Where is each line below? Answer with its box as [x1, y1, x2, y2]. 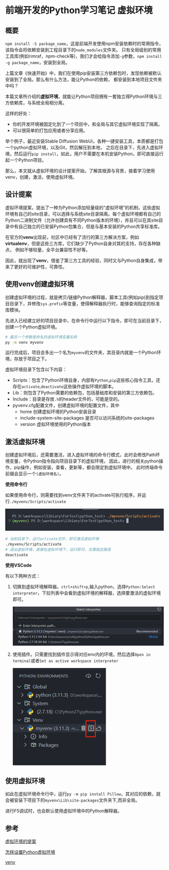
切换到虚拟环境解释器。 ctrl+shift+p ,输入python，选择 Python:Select [12, 583, 155, 589]
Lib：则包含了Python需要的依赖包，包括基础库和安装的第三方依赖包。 [12, 390, 157, 396]
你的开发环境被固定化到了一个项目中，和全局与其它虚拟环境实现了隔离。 [12, 121, 162, 127]
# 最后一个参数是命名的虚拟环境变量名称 [5, 334, 77, 340]
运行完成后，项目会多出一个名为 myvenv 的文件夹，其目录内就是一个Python [5, 350, 157, 356]
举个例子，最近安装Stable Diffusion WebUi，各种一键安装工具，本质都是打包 [5, 138, 163, 144]
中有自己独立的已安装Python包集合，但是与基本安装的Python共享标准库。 [9, 223, 162, 229]
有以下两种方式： [5, 573, 41, 579]
